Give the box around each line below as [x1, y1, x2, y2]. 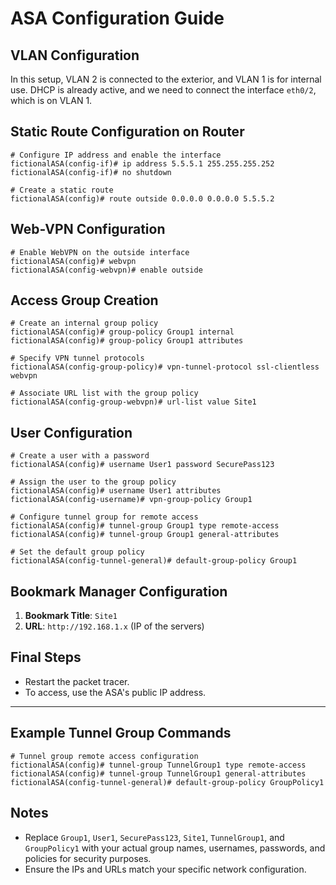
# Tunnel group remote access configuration [10, 751, 199, 761]
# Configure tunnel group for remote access [10, 512, 199, 522]
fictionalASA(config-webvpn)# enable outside [10, 265, 203, 275]
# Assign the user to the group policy [10, 477, 177, 487]
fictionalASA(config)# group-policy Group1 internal [10, 327, 235, 337]
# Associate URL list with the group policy [10, 388, 199, 399]
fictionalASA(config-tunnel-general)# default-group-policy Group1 [10, 556, 298, 566]
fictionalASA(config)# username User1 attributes [10, 486, 222, 496]
